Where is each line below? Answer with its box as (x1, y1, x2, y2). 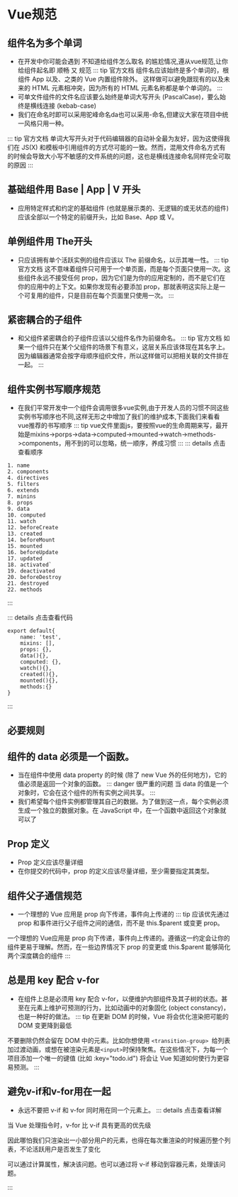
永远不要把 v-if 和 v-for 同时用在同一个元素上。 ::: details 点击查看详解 (17, 1105, 222, 1114)
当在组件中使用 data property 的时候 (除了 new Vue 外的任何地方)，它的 (17, 771, 227, 779)
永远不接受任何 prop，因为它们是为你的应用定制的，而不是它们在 (36, 273, 226, 282)
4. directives (7, 475, 50, 482)
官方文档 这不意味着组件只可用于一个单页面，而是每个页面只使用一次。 (17, 264, 225, 273)
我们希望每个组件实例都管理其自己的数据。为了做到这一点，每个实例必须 (17, 798, 229, 806)
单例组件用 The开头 (7, 236, 93, 248)
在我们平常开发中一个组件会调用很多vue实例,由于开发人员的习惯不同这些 (17, 404, 229, 412)
